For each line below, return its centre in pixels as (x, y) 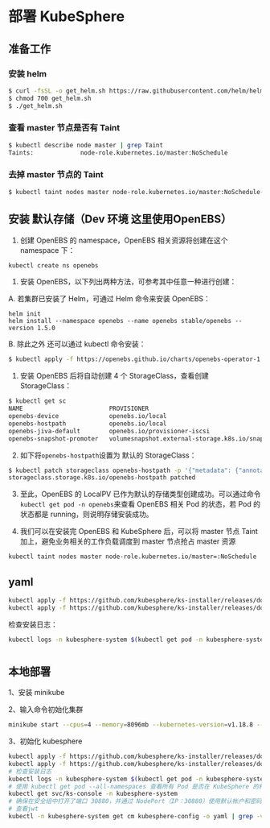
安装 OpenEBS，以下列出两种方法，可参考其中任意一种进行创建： (128, 282)
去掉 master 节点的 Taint (56, 175)
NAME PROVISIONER (79, 409)
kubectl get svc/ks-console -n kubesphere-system (93, 794)
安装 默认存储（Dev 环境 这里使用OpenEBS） (120, 219)
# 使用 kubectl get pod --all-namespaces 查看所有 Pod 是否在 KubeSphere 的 (134, 786)
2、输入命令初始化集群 (46, 710)
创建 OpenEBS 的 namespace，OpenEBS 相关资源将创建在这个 (124, 240)
